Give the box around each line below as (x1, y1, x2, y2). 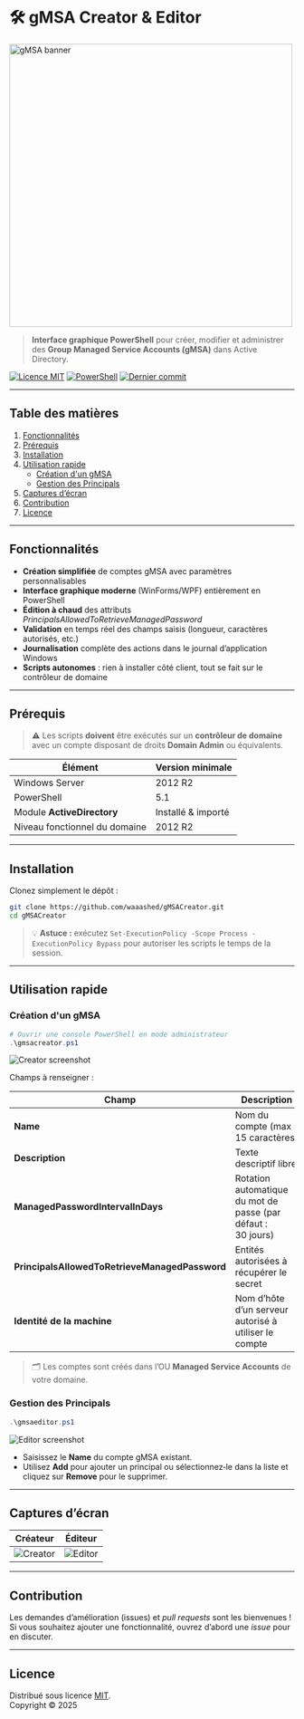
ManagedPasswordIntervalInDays (14, 1201, 164, 1214)
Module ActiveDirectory (14, 806, 119, 819)
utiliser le (234, 1326, 274, 1339)
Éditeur (64, 1532, 98, 1545)
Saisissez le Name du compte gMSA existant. (22, 1451, 193, 1463)
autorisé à (234, 1315, 278, 1328)
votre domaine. (31, 1374, 89, 1386)
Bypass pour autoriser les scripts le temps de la (96, 937, 271, 948)
